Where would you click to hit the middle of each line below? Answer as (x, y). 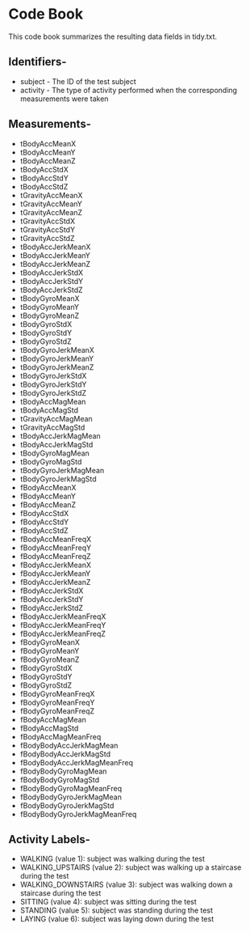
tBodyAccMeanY (48, 152)
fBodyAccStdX (44, 513)
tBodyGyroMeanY (49, 307)
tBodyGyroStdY (46, 333)
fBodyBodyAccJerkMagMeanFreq (77, 762)
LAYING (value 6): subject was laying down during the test (117, 919)
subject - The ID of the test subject (78, 81)
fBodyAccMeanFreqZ (55, 556)
